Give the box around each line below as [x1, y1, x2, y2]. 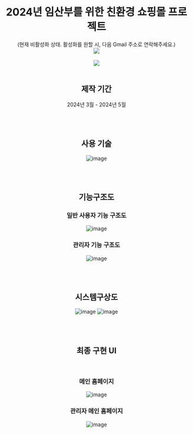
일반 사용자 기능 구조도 [66, 211, 127, 219]
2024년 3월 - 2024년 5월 [66, 101, 127, 108]
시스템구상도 [75, 292, 118, 302]
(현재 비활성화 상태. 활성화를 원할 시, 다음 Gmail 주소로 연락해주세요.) [17, 41, 176, 48]
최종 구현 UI [76, 345, 117, 355]
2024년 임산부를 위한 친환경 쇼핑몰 [5, 5, 166, 19]
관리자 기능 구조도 [72, 241, 121, 249]
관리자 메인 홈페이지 [70, 407, 123, 415]
